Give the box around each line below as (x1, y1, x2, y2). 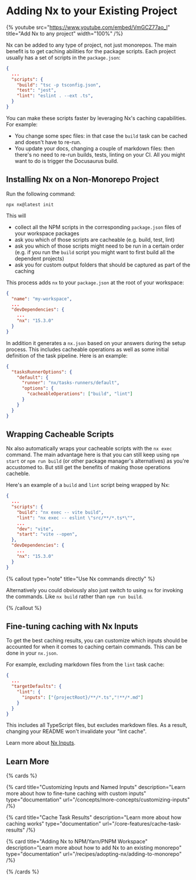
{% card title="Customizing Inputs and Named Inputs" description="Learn (6, 784, 185, 791)
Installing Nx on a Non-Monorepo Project (6, 174, 159, 184)
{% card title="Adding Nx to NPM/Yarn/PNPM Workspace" (6, 838, 148, 845)
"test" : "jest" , (16, 87, 57, 93)
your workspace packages (14, 229, 79, 237)
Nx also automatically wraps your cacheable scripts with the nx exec (6, 445, 172, 452)
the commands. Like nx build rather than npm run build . (6, 593, 143, 600)
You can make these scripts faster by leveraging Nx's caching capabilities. (6, 114, 187, 122)
